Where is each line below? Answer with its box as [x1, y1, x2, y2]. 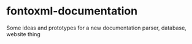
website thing [6, 30, 41, 37]
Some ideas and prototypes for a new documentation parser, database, [6, 24, 187, 31]
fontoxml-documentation [6, 4, 138, 18]
